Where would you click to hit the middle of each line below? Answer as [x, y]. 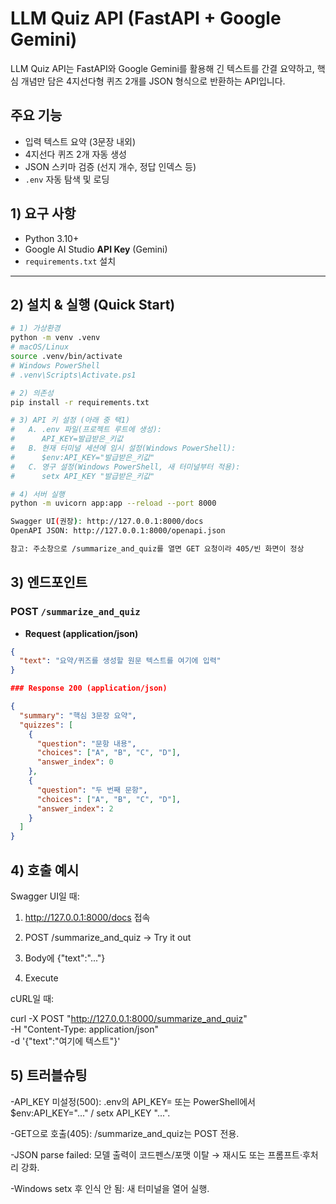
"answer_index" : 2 [75, 808]
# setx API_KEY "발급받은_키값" [82, 476]
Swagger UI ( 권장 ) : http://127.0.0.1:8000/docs [107, 522]
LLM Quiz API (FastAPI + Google [146, 18]
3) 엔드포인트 [49, 582]
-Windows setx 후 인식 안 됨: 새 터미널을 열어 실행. [110, 1188]
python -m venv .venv [55, 338]
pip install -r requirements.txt [80, 402]
